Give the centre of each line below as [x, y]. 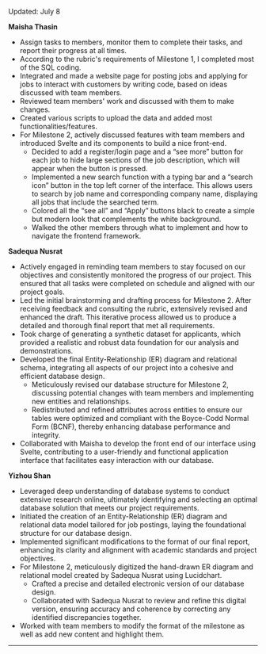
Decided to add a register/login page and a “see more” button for [137, 151]
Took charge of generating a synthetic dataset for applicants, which [130, 334]
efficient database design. [62, 376]
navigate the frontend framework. [86, 236]
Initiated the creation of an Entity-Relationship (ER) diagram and [123, 516]
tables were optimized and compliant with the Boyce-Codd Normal [140, 418]
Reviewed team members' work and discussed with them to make [127, 101]
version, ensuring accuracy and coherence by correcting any [131, 609]
